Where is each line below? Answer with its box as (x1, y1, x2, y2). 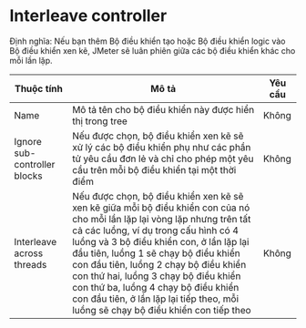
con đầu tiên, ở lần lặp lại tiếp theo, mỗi (72, 292, 240, 305)
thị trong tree (72, 115, 127, 128)
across (14, 247, 44, 260)
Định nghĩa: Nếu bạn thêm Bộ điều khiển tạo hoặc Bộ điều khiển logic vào (9, 36, 286, 46)
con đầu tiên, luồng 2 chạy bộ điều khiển (72, 258, 247, 271)
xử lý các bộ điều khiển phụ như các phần (72, 140, 251, 153)
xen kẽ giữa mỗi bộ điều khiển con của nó (72, 201, 250, 214)
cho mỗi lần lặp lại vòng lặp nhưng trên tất (72, 212, 251, 225)
